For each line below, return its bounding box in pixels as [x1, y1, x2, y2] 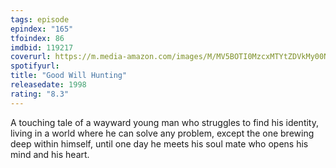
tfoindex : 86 [10, 33, 65, 43]
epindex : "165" [10, 24, 74, 34]
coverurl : [10, 52, 52, 62]
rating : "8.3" [10, 89, 70, 99]
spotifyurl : [10, 61, 60, 71]
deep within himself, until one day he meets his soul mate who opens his [10, 137, 309, 150]
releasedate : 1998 [10, 80, 87, 90]
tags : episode [10, 14, 70, 25]
